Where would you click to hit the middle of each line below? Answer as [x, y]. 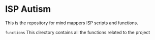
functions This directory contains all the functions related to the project [77, 32]
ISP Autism [28, 9]
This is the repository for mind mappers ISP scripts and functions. [72, 23]
